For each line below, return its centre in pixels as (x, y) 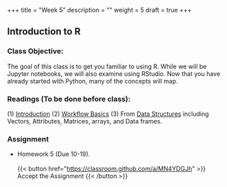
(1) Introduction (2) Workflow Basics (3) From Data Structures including (108, 114)
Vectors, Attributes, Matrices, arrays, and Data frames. (85, 121)
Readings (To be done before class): (69, 99)
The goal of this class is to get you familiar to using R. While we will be (107, 66)
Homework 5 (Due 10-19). (53, 154)
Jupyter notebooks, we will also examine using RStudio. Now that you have (114, 73)
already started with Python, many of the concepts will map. (92, 81)
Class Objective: (36, 51)
